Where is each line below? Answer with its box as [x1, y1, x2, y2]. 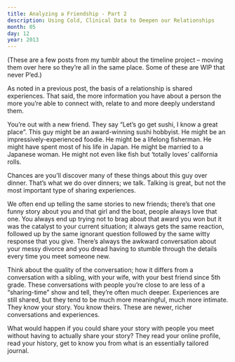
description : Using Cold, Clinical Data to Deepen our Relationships [7, 17, 215, 24]
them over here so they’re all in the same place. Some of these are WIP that [7, 63, 225, 72]
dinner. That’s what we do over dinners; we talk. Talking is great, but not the [7, 179, 227, 187]
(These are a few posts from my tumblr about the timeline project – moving [7, 56, 223, 64]
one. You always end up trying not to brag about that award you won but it [7, 215, 222, 224]
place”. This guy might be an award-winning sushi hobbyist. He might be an [7, 128, 226, 136]
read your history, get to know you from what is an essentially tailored [7, 339, 209, 348]
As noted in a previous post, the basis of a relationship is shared [7, 84, 193, 93]
